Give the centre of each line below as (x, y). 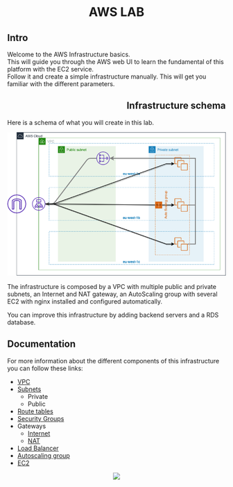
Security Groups (41, 418)
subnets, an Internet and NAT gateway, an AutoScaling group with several (112, 294)
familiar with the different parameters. (61, 84)
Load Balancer (38, 448)
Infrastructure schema (176, 106)
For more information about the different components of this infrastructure (113, 361)
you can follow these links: (45, 368)
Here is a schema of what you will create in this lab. (81, 122)
